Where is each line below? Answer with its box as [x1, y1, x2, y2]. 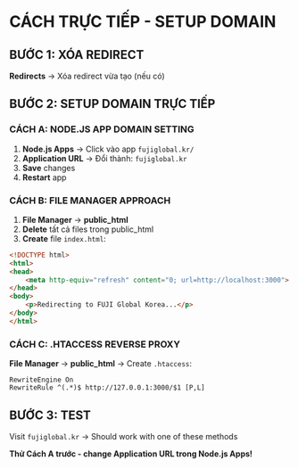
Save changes [21, 162, 76, 173]
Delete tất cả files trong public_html [21, 224, 154, 234]
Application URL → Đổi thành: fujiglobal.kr [21, 152, 187, 163]
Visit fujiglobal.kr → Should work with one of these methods [9, 431, 238, 441]
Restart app [21, 172, 67, 183]
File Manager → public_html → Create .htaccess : [9, 358, 193, 369]
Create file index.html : [21, 233, 107, 243]
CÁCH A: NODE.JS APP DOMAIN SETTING [9, 123, 195, 135]
